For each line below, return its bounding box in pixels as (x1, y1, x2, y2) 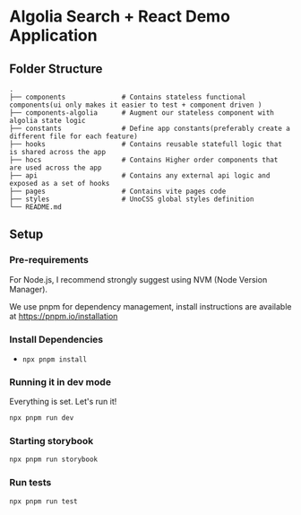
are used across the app (9, 163, 102, 172)
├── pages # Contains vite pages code (9, 187, 227, 196)
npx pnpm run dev (9, 414, 74, 423)
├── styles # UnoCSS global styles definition (9, 195, 254, 204)
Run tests (9, 476, 52, 489)
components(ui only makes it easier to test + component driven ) (9, 100, 262, 109)
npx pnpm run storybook (9, 455, 99, 464)
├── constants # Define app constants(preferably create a (9, 124, 291, 133)
